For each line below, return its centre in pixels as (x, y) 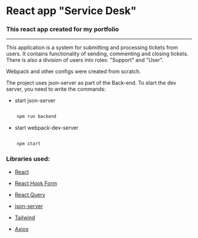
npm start (29, 144)
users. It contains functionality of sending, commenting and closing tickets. (97, 54)
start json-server (35, 101)
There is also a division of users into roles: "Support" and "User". (85, 60)
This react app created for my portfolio (62, 29)
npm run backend (37, 117)
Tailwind (25, 217)
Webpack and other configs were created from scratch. (74, 71)
